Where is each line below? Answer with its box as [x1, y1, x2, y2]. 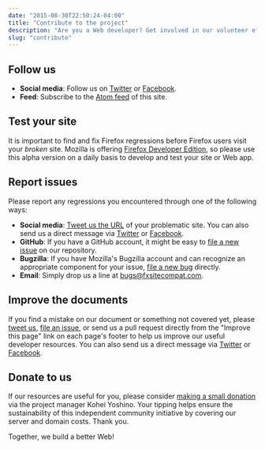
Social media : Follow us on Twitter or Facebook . [19, 84, 177, 93]
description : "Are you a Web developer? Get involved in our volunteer [8, 26, 248, 34]
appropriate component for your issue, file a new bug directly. [19, 262, 221, 271]
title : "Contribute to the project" [8, 19, 129, 27]
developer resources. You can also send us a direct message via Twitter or [8, 339, 251, 349]
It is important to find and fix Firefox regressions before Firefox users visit [8, 136, 247, 145]
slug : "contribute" [8, 33, 73, 42]
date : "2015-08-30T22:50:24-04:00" [8, 11, 125, 20]
